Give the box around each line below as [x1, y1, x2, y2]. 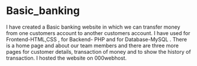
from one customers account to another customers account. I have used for [6, 29, 191, 36]
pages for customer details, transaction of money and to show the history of [6, 48, 191, 55]
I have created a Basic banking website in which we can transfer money [6, 23, 180, 30]
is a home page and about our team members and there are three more [6, 42, 179, 49]
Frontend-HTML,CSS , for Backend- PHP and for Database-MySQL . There [6, 36, 188, 43]
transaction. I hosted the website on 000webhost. [6, 54, 127, 61]
